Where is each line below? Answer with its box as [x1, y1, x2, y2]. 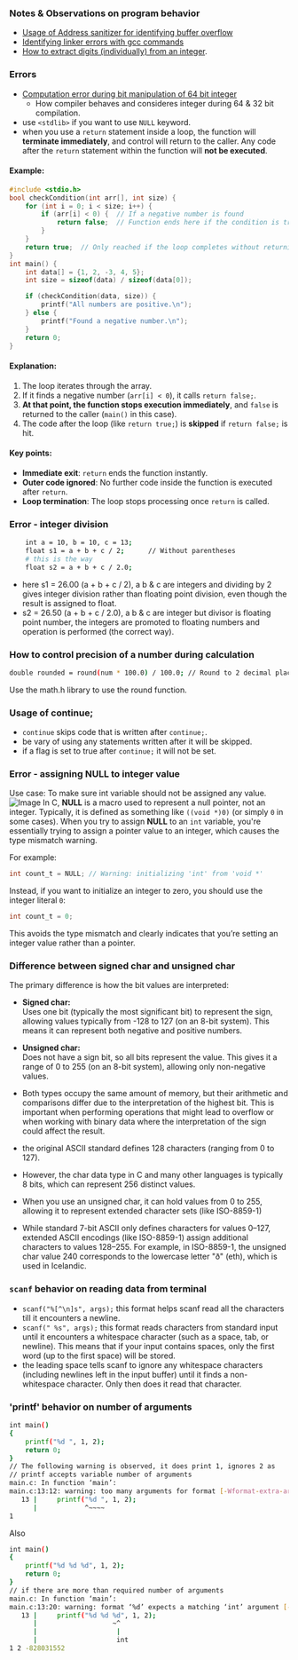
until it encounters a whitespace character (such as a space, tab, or [21, 1331, 269, 1342]
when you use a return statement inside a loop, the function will [21, 126, 256, 137]
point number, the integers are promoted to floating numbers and [21, 616, 260, 628]
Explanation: [9, 360, 58, 371]
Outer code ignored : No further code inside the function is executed [21, 477, 273, 487]
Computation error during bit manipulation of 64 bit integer [21, 88, 238, 99]
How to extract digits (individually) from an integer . [21, 46, 208, 57]
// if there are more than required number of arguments [9, 1585, 224, 1595]
